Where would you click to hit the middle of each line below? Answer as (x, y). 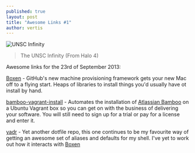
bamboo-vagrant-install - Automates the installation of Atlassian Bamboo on (97, 102)
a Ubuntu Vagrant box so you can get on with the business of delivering (92, 108)
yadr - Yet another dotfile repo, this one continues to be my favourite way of (97, 132)
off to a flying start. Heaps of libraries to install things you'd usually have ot (96, 85)
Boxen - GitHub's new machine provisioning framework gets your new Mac (96, 78)
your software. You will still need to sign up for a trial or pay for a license (93, 114)
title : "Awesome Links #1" (39, 22)
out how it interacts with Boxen (43, 144)
